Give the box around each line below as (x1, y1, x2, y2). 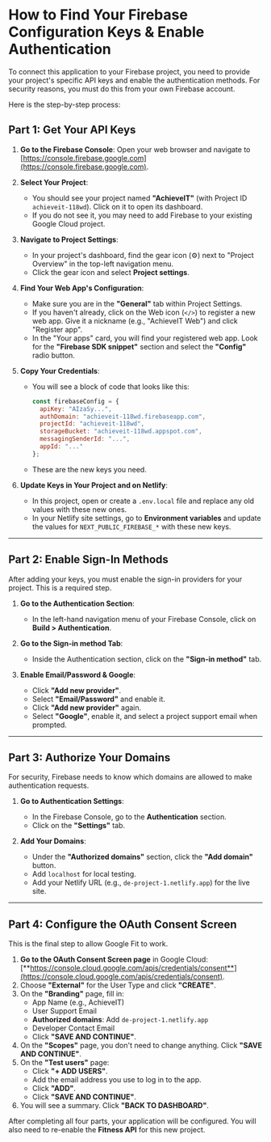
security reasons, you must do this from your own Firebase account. (8, 83, 236, 94)
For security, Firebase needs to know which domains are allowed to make (8, 772, 252, 782)
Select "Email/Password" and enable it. (31, 694, 165, 704)
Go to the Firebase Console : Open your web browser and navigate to (19, 144, 251, 154)
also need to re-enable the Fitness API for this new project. (8, 1125, 206, 1135)
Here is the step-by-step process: (8, 99, 121, 109)
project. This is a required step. (8, 582, 112, 592)
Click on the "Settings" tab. (31, 821, 126, 831)
